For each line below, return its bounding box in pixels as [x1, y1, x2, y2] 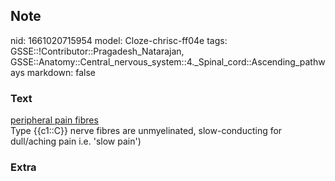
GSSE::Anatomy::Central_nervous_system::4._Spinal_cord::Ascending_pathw [10, 55, 326, 68]
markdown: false [26, 66, 97, 78]
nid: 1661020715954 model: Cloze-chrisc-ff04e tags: [10, 34, 228, 46]
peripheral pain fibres [10, 114, 99, 126]
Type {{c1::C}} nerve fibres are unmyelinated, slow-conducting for [10, 125, 283, 137]
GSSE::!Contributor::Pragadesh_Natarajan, [10, 45, 185, 57]
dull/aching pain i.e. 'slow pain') [10, 135, 142, 148]
